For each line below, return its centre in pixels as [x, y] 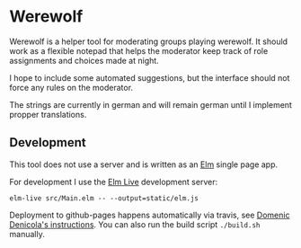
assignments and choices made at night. [84, 60]
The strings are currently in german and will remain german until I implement [150, 104]
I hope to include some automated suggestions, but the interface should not [150, 77]
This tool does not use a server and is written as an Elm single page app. [144, 164]
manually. [27, 234]
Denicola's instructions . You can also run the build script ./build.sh [135, 224]
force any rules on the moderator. [71, 87]
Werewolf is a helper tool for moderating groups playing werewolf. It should [149, 41]
